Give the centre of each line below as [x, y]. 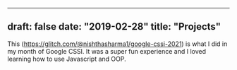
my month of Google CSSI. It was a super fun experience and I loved [107, 51]
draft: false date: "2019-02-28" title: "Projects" [114, 27]
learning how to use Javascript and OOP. [67, 59]
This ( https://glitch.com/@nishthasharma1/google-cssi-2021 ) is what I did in [117, 44]
